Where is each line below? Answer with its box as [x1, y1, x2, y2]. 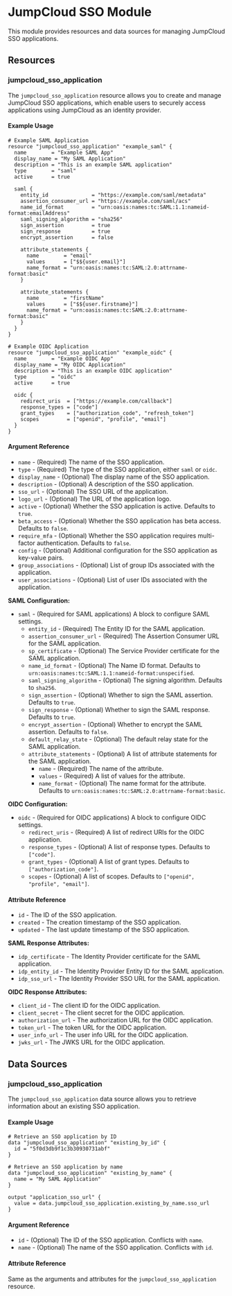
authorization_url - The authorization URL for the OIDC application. [17, 1016, 213, 1024]
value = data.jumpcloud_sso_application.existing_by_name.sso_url [14, 1200, 210, 1207]
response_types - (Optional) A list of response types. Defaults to [28, 843, 211, 851]
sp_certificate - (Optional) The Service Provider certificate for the [28, 647, 220, 655]
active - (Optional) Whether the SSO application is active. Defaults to [17, 502, 215, 511]
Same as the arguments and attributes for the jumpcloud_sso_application [8, 1275, 217, 1283]
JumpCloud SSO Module [8, 4, 152, 20]
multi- [197, 531, 215, 540]
